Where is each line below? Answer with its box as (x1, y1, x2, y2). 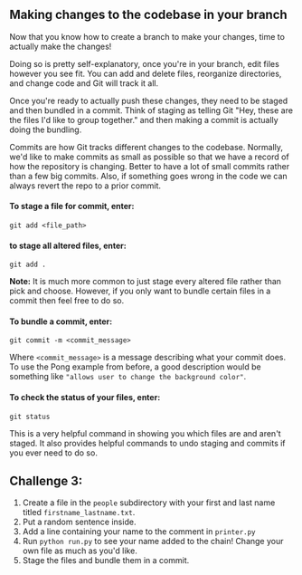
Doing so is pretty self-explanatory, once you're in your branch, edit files (9, 58, 280, 69)
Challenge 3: (9, 474, 83, 489)
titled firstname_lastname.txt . (22, 507, 136, 518)
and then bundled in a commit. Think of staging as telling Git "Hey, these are (9, 104, 294, 116)
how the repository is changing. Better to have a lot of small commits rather (9, 160, 290, 171)
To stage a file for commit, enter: (9, 201, 135, 212)
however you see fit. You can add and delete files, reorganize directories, (9, 68, 282, 79)
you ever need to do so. (9, 447, 98, 458)
